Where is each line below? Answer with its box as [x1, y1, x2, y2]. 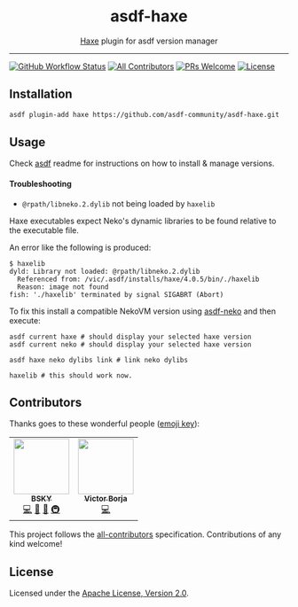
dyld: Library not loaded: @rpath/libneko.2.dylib [9, 267, 200, 276]
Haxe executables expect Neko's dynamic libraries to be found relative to [9, 215, 277, 226]
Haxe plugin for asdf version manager [79, 35, 219, 46]
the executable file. [9, 224, 80, 236]
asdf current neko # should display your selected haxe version [9, 339, 252, 349]
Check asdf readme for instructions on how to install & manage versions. [9, 158, 275, 169]
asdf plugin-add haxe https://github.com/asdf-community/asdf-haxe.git [9, 110, 279, 119]
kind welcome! [9, 539, 63, 549]
